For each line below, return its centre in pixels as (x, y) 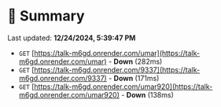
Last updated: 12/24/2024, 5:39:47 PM (72, 38)
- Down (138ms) (147, 94)
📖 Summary (46, 16)
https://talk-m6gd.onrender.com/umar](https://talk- (117, 53)
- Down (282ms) (135, 61)
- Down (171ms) (134, 78)
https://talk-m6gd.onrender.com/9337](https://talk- (117, 69)
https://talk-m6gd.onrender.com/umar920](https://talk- (123, 87)
